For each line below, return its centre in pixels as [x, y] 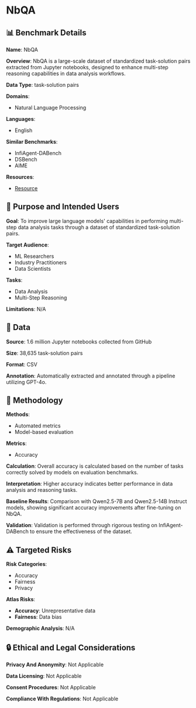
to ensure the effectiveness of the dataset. [81, 531]
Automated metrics [38, 426]
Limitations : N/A [26, 309]
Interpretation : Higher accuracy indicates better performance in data [90, 484]
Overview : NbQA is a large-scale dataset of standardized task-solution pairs [98, 61]
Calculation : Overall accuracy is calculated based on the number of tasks [95, 466]
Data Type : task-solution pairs [42, 85]
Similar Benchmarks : [32, 142]
